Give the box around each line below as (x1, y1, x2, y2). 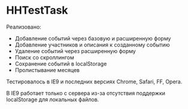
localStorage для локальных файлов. (6, 96, 99, 103)
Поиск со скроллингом (14, 54, 74, 61)
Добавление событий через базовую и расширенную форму (14, 35, 171, 42)
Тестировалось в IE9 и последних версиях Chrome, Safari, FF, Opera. (6, 78, 183, 85)
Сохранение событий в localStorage (14, 60, 107, 67)
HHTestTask (6, 4, 68, 17)
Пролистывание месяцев (14, 66, 80, 73)
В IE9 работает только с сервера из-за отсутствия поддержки (6, 89, 166, 96)
